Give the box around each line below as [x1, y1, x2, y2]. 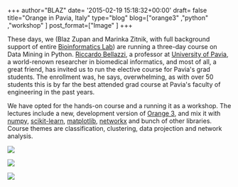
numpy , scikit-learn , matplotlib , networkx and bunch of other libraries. [7, 117, 212, 125]
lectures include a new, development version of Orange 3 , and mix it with [7, 109, 221, 117]
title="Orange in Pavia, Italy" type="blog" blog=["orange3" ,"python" [7, 14, 208, 22]
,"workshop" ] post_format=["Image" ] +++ [7, 21, 133, 29]
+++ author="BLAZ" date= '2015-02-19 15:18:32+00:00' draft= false [7, 6, 207, 14]
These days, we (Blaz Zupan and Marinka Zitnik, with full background [7, 35, 210, 43]
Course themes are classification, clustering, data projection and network [7, 124, 222, 132]
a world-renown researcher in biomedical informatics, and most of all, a [7, 58, 217, 66]
